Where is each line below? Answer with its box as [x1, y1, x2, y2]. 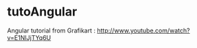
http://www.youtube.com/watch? [97, 26, 190, 34]
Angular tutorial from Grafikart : [7, 26, 96, 34]
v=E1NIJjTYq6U [7, 33, 51, 41]
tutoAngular [7, 4, 78, 20]
